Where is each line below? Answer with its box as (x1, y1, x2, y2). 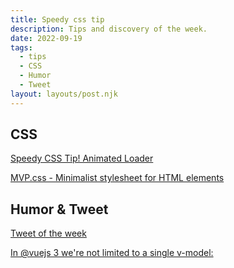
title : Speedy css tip (10, 14, 105, 25)
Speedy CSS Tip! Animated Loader (10, 152, 154, 165)
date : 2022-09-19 (10, 33, 83, 43)
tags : (10, 42, 33, 53)
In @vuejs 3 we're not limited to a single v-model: (10, 247, 214, 259)
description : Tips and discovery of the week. (10, 24, 208, 34)
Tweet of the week (10, 227, 87, 240)
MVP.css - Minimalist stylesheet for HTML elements (10, 172, 225, 184)
